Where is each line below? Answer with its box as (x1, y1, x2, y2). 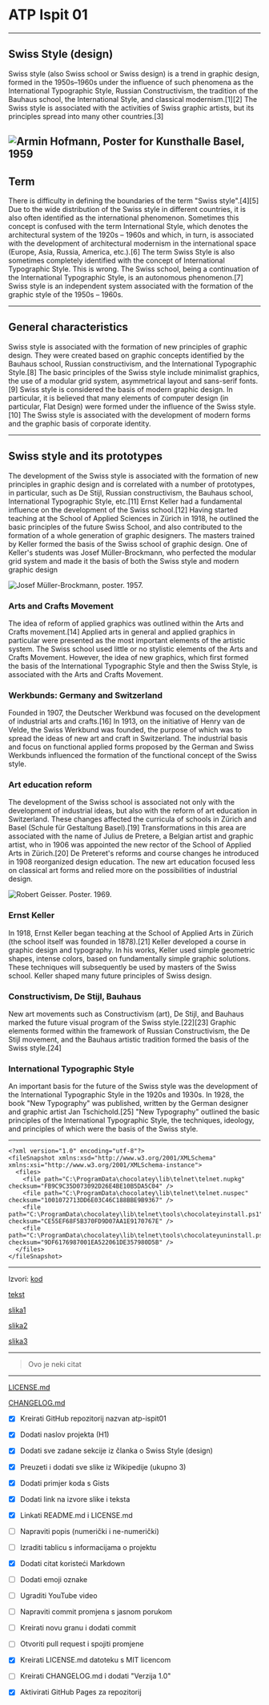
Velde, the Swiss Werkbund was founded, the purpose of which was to (8, 725, 243, 735)
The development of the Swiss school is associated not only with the (8, 797, 235, 807)
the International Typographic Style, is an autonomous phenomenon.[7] (8, 272, 244, 282)
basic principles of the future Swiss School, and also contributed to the (8, 522, 243, 532)
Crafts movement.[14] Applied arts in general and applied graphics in (8, 626, 235, 636)
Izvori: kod (8, 1275, 43, 1284)
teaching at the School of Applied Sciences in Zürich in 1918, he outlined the (8, 513, 259, 523)
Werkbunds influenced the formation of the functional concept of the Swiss (8, 751, 258, 761)
